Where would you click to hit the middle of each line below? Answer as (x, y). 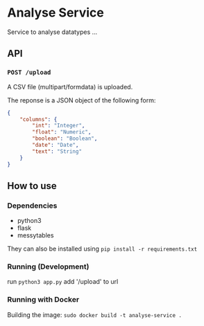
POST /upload (29, 73)
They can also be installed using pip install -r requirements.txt (102, 249)
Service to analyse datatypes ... (52, 32)
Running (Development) (48, 266)
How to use (32, 186)
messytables (35, 235)
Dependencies (32, 206)
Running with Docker (43, 300)
